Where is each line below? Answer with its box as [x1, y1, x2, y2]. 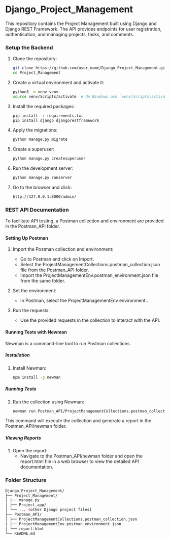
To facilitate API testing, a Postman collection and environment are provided [5, 218, 164, 224]
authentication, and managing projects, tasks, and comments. [5, 31, 134, 37]
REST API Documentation [5, 206, 70, 213]
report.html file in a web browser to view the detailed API [20, 458, 139, 465]
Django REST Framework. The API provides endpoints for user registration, [5, 25, 162, 32]
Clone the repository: [12, 56, 57, 62]
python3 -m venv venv [12, 89, 59, 94]
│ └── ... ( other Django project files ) [5, 507, 92, 512]
